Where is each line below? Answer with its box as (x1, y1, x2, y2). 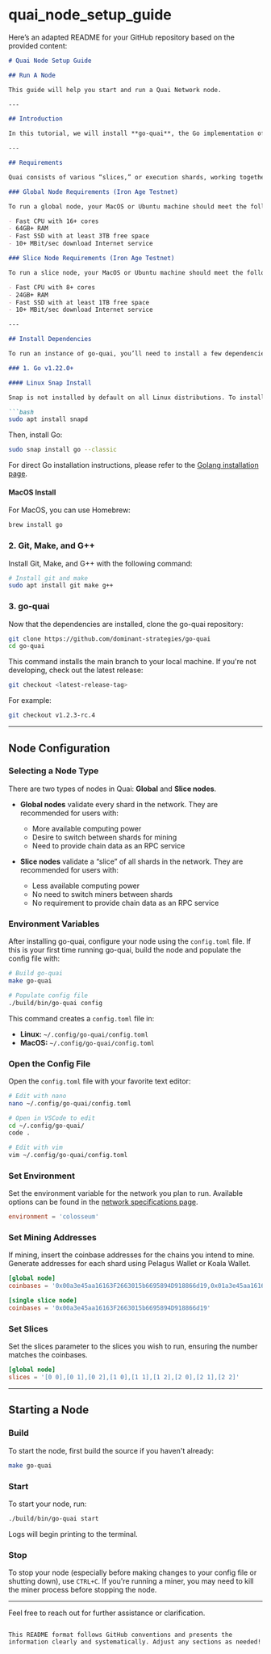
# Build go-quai (8, 970, 63, 978)
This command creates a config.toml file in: (8, 1013, 155, 1023)
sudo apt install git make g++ (8, 582, 114, 590)
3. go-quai (8, 600, 50, 612)
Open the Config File (8, 1058, 91, 1069)
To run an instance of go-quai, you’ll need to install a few (8, 350, 222, 358)
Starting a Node (8, 1404, 90, 1417)
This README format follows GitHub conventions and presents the (8, 1631, 232, 1639)
